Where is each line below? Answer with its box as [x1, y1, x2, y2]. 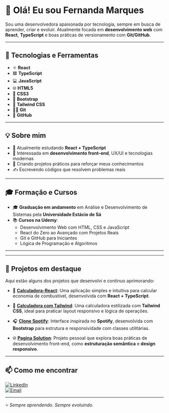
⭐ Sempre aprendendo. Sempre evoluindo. [5, 402, 94, 408]
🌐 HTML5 [12, 85, 34, 91]
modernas [12, 155, 34, 161]
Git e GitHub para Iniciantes [20, 235, 77, 241]
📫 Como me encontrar [5, 366, 78, 374]
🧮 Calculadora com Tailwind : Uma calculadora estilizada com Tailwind [12, 303, 160, 309]
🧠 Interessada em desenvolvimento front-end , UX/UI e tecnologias [12, 150, 153, 156]
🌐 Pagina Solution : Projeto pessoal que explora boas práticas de [12, 335, 147, 341]
